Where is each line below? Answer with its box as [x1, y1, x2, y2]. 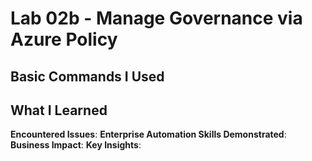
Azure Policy [10, 28, 118, 51]
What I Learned [10, 102, 108, 119]
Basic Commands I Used [10, 68, 165, 85]
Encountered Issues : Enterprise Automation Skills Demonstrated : [10, 128, 287, 141]
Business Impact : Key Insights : [10, 139, 142, 151]
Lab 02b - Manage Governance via [10, 7, 303, 30]
